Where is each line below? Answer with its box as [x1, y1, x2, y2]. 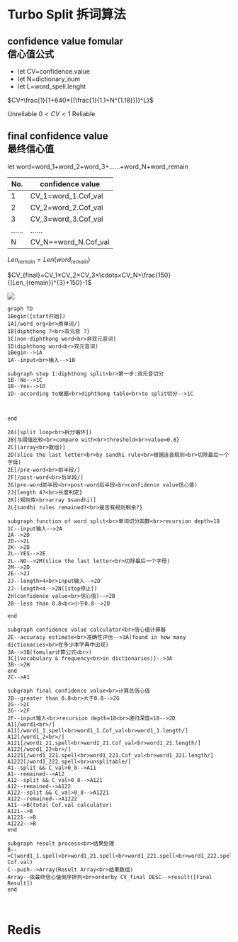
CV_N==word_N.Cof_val [30, 237, 110, 246]
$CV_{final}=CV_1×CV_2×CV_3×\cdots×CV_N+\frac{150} [7, 271, 171, 279]
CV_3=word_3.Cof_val [30, 214, 103, 224]
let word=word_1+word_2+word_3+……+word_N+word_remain [7, 162, 189, 171]
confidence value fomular [7, 35, 124, 47]
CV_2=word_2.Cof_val [30, 203, 103, 212]
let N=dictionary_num [17, 75, 81, 83]
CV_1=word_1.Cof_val [30, 191, 103, 200]
